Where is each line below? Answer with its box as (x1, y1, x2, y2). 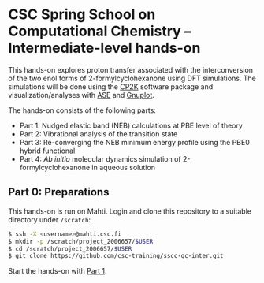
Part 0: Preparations (8, 185, 110, 199)
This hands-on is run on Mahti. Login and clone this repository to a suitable (8, 207, 252, 216)
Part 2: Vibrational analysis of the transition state (19, 128, 178, 139)
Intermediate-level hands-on (8, 39, 201, 57)
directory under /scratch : (8, 214, 91, 224)
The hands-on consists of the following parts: (8, 105, 156, 115)
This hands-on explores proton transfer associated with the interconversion (8, 65, 254, 74)
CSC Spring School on (8, 6, 156, 24)
